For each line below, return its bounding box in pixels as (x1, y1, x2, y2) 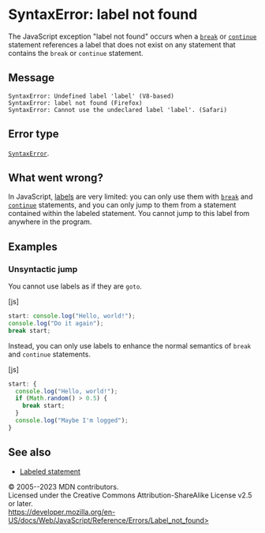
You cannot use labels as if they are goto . (8, 281, 142, 291)
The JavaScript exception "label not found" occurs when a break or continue (8, 32, 257, 41)
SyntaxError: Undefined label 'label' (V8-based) (8, 92, 175, 100)
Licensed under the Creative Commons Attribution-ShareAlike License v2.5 (8, 490, 252, 500)
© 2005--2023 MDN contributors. (8, 482, 119, 491)
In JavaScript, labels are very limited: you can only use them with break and (8, 192, 253, 202)
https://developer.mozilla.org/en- (8, 507, 116, 516)
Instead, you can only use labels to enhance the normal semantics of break (8, 341, 252, 350)
